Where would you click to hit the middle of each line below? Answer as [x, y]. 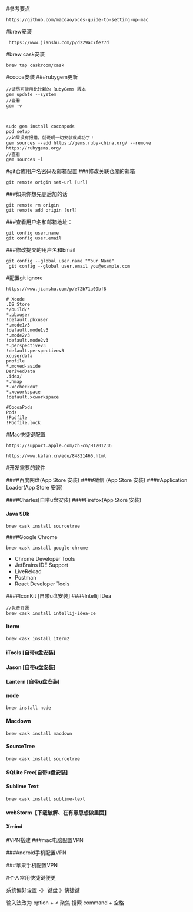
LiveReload [28, 571]
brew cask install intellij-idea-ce [51, 614]
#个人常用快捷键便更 [31, 878]
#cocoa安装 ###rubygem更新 [42, 77]
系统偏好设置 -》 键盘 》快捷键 [43, 890]
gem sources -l [25, 159]
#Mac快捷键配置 [26, 435]
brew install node [29, 708]
